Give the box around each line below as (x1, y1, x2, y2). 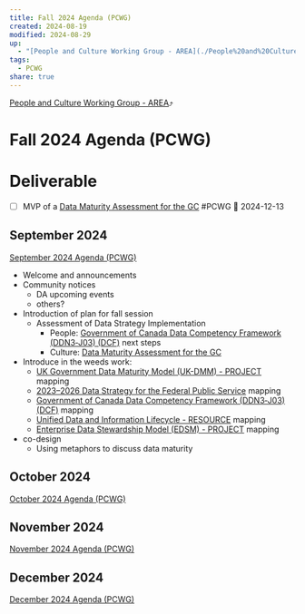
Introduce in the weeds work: (22, 356, 133, 367)
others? (35, 298, 65, 309)
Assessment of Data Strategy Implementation (35, 317, 206, 328)
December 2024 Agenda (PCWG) (9, 594, 134, 605)
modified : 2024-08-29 (9, 30, 92, 39)
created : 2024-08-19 (9, 22, 88, 31)
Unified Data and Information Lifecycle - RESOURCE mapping (35, 414, 266, 424)
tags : (9, 55, 30, 64)
